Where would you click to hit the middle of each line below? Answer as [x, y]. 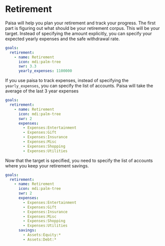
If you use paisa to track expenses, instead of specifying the [67, 81]
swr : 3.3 [27, 66]
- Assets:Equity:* [42, 235]
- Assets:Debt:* [40, 240]
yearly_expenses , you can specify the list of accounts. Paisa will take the [79, 86]
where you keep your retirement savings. [47, 165]
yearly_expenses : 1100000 [45, 71]
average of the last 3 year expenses [42, 91]
